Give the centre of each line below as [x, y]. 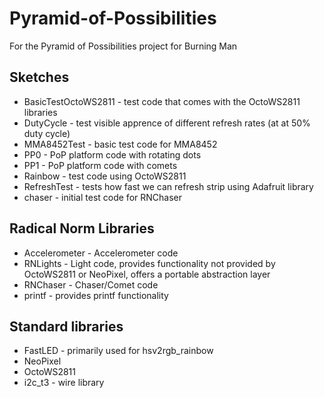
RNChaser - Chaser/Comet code [91, 284]
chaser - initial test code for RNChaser [102, 197]
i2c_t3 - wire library [64, 383]
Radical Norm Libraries [82, 228]
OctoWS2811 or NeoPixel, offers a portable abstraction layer [147, 274]
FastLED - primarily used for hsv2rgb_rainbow [118, 351]
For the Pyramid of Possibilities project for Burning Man [123, 46]
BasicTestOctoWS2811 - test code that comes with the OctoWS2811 [162, 101]
